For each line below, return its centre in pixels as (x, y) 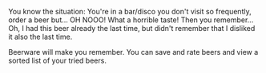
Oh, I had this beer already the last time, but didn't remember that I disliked (132, 28)
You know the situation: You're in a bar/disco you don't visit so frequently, (130, 12)
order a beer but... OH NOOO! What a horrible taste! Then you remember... (131, 20)
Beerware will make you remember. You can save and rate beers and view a (133, 52)
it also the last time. (40, 36)
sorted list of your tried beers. (57, 60)
